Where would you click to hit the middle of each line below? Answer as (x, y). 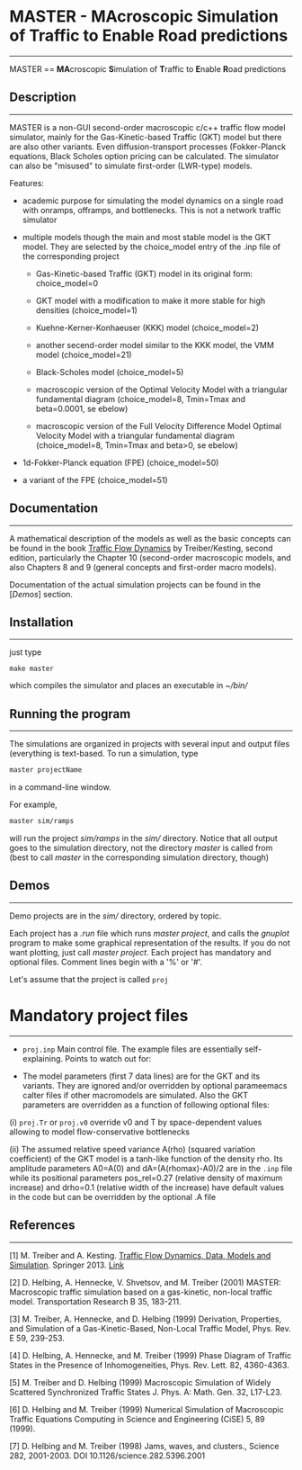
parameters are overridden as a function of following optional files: (146, 1105)
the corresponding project (71, 256)
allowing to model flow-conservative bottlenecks (100, 1132)
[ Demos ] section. (41, 594)
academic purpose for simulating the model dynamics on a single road (153, 201)
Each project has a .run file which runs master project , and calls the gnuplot (150, 933)
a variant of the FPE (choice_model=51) (95, 480)
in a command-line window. (60, 787)
